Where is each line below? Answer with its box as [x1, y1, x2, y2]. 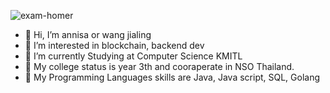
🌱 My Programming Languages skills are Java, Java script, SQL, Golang [24, 71, 321, 83]
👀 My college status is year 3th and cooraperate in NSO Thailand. [24, 61, 295, 72]
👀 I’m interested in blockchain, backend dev [24, 40, 205, 51]
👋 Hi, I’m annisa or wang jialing [24, 29, 152, 40]
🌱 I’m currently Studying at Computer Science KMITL [24, 50, 243, 62]
